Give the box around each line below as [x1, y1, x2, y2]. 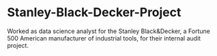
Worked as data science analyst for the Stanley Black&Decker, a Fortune [7, 27, 210, 35]
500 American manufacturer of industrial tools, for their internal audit [7, 34, 201, 42]
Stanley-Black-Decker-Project [7, 5, 182, 20]
